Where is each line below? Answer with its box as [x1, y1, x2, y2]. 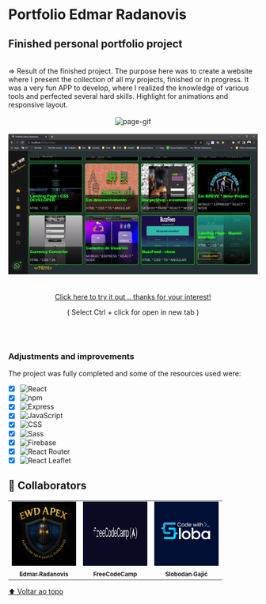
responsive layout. [8, 100, 69, 109]
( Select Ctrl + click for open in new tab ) [66, 307, 199, 317]
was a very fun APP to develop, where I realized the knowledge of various [8, 83, 249, 92]
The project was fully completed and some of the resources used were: [8, 369, 241, 379]
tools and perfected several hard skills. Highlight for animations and [8, 92, 229, 100]
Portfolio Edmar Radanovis [8, 6, 188, 24]
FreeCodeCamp [93, 571, 138, 579]
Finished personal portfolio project [8, 37, 183, 51]
